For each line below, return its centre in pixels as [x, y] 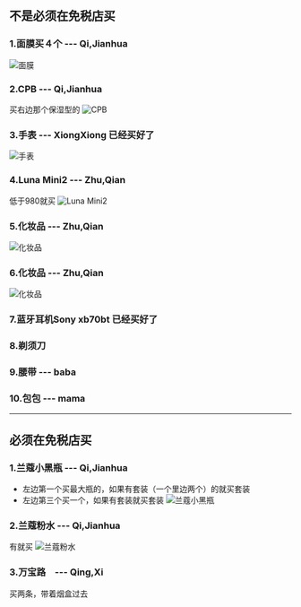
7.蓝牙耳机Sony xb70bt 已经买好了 [84, 319]
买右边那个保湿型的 [45, 109]
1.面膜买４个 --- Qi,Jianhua [69, 44]
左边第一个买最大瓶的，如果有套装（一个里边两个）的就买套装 [136, 489]
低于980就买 [33, 201]
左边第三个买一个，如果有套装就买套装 [93, 499]
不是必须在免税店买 [62, 16]
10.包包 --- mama [47, 398]
